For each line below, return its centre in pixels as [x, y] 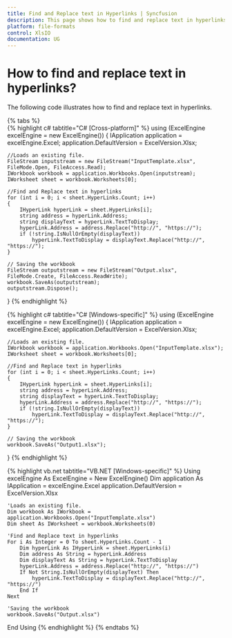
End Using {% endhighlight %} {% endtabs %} [73, 628]
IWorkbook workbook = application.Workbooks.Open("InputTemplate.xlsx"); [116, 348]
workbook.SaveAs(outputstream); [54, 283]
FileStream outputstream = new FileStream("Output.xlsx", [92, 270]
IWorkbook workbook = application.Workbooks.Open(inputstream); [101, 173]
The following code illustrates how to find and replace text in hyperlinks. [110, 107]
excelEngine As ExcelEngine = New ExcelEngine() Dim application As [105, 478]
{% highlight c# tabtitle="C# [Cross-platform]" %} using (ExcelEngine [106, 128]
